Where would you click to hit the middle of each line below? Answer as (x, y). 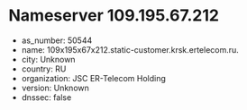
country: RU (44, 69)
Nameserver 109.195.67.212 (114, 16)
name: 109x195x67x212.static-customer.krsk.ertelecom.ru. (130, 49)
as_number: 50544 (57, 40)
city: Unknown (48, 59)
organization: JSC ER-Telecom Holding (93, 78)
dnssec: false (46, 97)
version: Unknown (55, 88)
